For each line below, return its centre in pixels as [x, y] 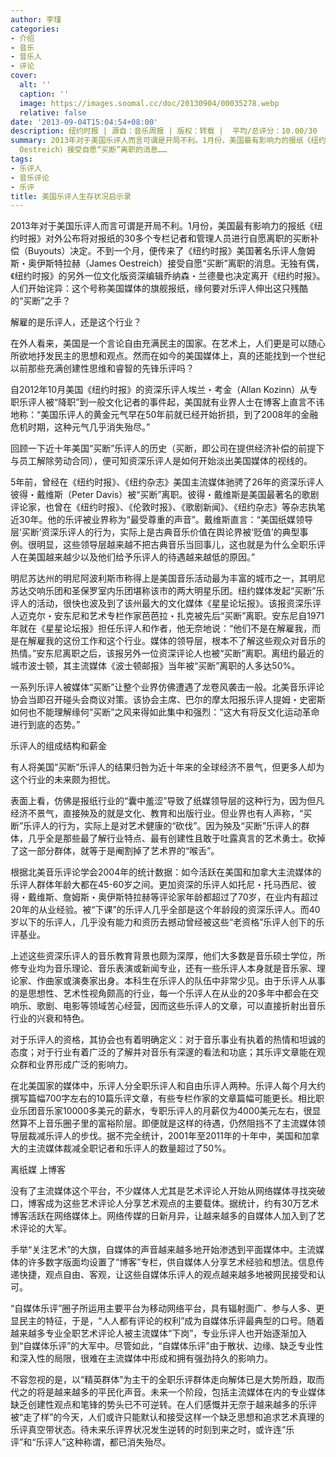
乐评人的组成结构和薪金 [58, 746]
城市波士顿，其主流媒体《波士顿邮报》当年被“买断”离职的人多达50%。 [155, 666]
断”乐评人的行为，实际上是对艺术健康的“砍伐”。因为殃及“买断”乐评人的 [156, 826]
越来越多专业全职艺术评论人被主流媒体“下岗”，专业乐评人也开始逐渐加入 [159, 1333]
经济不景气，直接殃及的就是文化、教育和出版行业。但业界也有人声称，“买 [161, 813]
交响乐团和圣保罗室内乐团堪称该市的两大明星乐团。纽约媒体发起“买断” [172, 591]
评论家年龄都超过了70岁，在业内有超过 [238, 897]
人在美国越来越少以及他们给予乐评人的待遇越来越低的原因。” [133, 557]
